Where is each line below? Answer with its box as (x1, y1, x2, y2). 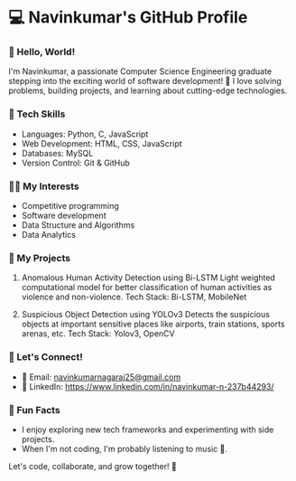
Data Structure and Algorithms (21, 220, 135, 231)
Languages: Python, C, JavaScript (21, 128, 149, 139)
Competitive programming (21, 201, 119, 212)
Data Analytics (21, 230, 76, 240)
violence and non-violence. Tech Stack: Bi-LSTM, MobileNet (21, 291, 247, 303)
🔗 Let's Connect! (8, 351, 83, 363)
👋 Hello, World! (8, 46, 76, 59)
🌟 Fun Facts (8, 403, 60, 416)
